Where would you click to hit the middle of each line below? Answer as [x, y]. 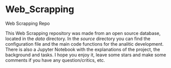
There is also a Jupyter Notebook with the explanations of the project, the [83, 49]
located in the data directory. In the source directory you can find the [78, 39]
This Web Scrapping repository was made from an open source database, [83, 33]
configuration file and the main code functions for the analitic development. [84, 44]
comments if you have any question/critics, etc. [55, 60]
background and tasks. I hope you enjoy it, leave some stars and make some [86, 55]
